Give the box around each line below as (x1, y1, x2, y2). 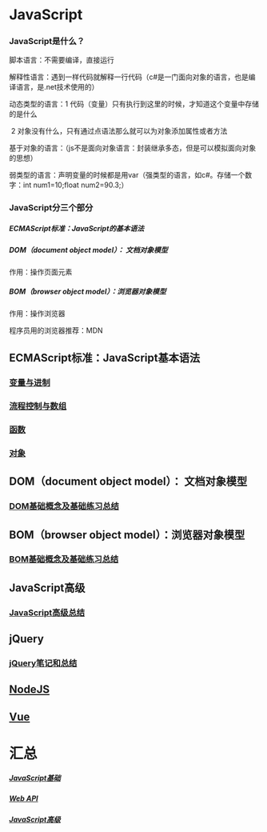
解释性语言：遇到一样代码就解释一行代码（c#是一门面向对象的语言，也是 (9, 72, 249, 82)
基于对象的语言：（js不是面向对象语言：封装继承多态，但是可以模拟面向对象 (9, 143, 257, 153)
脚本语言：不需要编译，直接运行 (9, 55, 114, 65)
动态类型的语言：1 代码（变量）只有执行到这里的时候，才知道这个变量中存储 (9, 99, 259, 109)
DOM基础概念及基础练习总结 (9, 501, 119, 512)
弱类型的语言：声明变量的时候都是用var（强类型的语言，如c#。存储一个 (9, 170, 245, 180)
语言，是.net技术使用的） (15, 82, 99, 92)
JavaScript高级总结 (9, 606, 86, 618)
